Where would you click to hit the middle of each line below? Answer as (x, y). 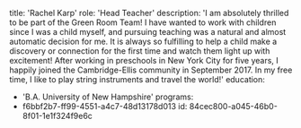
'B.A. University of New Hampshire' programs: (108, 97)
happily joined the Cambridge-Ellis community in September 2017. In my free (151, 70)
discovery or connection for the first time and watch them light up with (140, 51)
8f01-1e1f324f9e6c (57, 116)
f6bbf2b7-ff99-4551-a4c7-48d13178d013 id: (105, 106)
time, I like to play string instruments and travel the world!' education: (137, 79)
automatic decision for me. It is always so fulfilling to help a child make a (143, 41)
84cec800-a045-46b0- (234, 106)
